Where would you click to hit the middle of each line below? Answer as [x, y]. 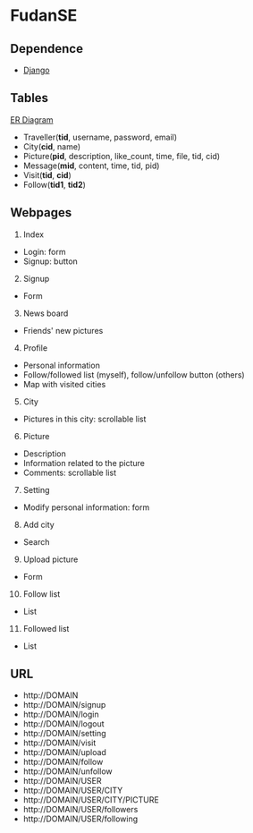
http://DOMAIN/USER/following [80, 819]
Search [36, 541]
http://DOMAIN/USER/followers [80, 810]
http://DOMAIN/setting [64, 734]
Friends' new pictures [63, 330]
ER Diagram [32, 119]
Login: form [44, 251]
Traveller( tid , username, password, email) [100, 137]
